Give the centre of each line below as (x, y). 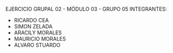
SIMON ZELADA (33, 27)
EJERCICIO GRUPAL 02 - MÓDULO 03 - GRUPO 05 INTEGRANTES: (86, 9)
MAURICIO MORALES (40, 39)
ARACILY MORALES (38, 33)
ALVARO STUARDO (37, 45)
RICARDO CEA (31, 20)
